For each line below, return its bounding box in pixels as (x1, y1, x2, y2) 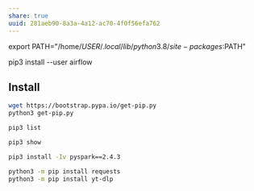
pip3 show (8, 138, 42, 146)
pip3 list (8, 124, 42, 132)
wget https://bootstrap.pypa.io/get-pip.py (8, 102, 157, 110)
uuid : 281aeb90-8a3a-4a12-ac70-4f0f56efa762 (8, 19, 160, 27)
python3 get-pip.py (8, 110, 74, 118)
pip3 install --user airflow (8, 57, 93, 67)
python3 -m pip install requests (8, 167, 121, 176)
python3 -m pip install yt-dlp (8, 175, 114, 183)
